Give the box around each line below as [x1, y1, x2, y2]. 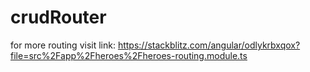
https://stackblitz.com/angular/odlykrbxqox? [117, 39, 301, 51]
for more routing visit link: [10, 39, 116, 51]
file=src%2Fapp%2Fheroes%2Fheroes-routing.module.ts [10, 49, 248, 61]
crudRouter [10, 6, 107, 29]
